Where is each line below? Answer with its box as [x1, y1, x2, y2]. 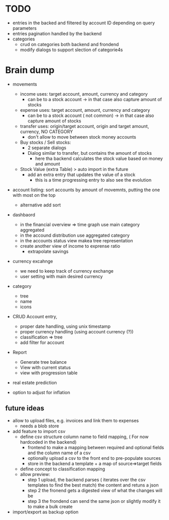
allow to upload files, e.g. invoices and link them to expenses [12, 417, 139, 423]
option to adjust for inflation [12, 389, 71, 395]
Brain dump [5, 64, 54, 76]
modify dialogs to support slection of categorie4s [20, 47, 123, 53]
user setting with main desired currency [20, 273, 103, 279]
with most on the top [12, 192, 55, 198]
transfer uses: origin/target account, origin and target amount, [20, 123, 149, 129]
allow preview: [20, 471, 50, 477]
